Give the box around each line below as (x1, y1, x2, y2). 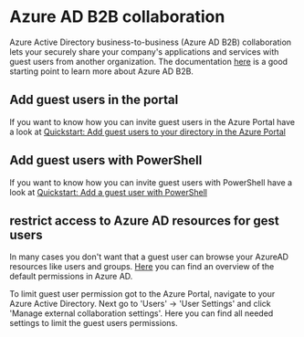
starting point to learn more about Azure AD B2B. (9, 66, 194, 77)
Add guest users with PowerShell (9, 153, 203, 168)
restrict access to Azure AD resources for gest (9, 213, 280, 228)
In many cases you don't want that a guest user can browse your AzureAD (9, 251, 289, 262)
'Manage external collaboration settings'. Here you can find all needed (9, 308, 274, 319)
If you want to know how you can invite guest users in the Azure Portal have (9, 116, 295, 127)
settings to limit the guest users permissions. (9, 318, 178, 329)
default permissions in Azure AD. (9, 271, 133, 282)
